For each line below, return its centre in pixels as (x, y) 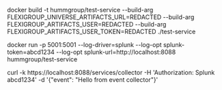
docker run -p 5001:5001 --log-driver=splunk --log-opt (84, 45)
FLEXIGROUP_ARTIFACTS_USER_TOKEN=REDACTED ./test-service (101, 31)
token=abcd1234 (31, 52)
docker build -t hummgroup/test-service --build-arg (80, 10)
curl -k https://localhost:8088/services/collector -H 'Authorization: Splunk (111, 72)
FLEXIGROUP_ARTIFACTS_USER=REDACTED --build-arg (87, 24)
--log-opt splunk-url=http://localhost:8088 (116, 52)
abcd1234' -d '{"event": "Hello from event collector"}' (83, 80)
